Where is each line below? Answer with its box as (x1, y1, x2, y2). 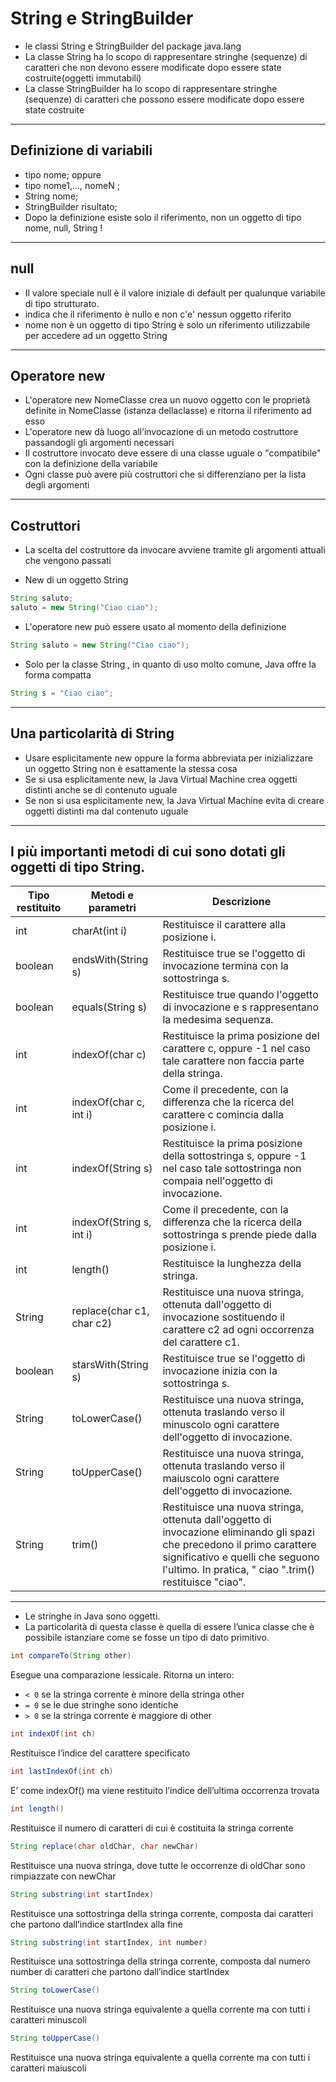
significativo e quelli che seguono (162, 1550, 320, 1564)
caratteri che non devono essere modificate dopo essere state (24, 61, 282, 73)
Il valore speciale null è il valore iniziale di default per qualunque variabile (24, 287, 326, 299)
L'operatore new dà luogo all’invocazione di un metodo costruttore (24, 426, 299, 438)
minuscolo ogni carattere (162, 1418, 280, 1432)
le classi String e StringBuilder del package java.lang (24, 40, 242, 52)
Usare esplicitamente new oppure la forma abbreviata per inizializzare (24, 752, 313, 764)
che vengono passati (24, 555, 112, 567)
